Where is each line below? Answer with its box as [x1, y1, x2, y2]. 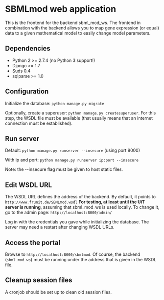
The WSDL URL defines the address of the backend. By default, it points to [5, 194, 156, 200]
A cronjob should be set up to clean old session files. [5, 289, 112, 295]
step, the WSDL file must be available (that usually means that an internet [5, 115, 153, 121]
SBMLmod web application [5, 3, 117, 15]
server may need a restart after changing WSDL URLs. [5, 224, 115, 230]
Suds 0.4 [12, 68, 31, 74]
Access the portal [5, 238, 60, 246]
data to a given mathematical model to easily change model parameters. [5, 30, 151, 36]
